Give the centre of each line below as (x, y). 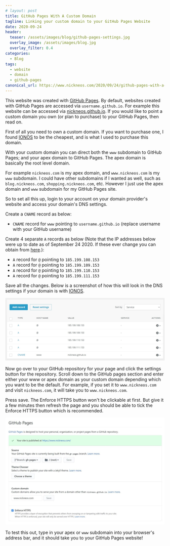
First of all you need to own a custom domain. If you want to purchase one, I (84, 132)
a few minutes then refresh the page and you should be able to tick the (79, 405)
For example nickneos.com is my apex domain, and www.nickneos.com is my (82, 173)
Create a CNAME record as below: (38, 214)
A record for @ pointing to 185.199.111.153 (56, 275)
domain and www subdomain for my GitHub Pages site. (61, 189)
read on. (14, 122)
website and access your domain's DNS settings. (56, 204)
